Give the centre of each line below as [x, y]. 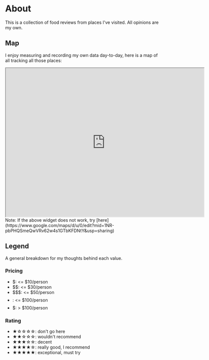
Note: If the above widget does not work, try [50, 220]
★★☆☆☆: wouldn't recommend [47, 337]
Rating [13, 320]
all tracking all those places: [33, 60]
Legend [17, 246]
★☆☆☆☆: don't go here [39, 331]
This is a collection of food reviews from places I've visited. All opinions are [82, 22]
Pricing [14, 271]
